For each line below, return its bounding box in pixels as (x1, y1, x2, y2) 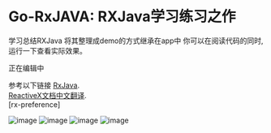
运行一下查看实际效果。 (8, 45, 87, 55)
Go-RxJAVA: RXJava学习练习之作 (8, 7, 236, 26)
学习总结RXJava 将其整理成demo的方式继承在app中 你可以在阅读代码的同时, (8, 36, 264, 45)
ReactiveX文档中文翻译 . (8, 90, 87, 100)
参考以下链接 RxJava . (8, 80, 80, 90)
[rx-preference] (8, 99, 61, 109)
